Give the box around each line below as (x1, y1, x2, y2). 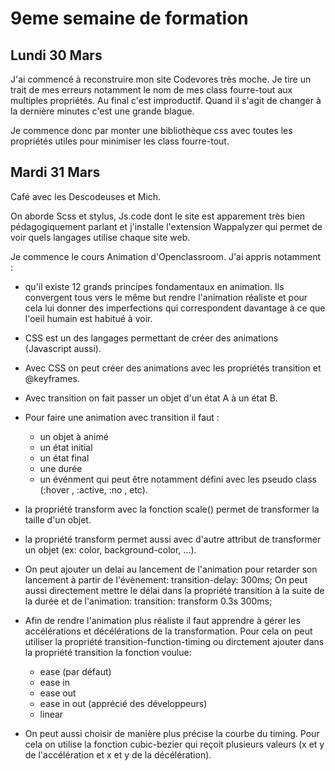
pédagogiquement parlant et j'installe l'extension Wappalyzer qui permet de (10, 220, 323, 232)
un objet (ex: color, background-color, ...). (24, 543, 197, 556)
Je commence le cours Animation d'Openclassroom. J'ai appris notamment (10, 250, 322, 262)
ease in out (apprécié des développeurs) (39, 697, 208, 709)
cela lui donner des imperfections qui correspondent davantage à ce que (24, 302, 326, 314)
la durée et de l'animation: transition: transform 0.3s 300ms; (24, 595, 273, 607)
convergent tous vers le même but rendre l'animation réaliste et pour (24, 291, 308, 303)
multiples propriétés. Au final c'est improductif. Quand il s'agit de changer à (10, 95, 322, 106)
